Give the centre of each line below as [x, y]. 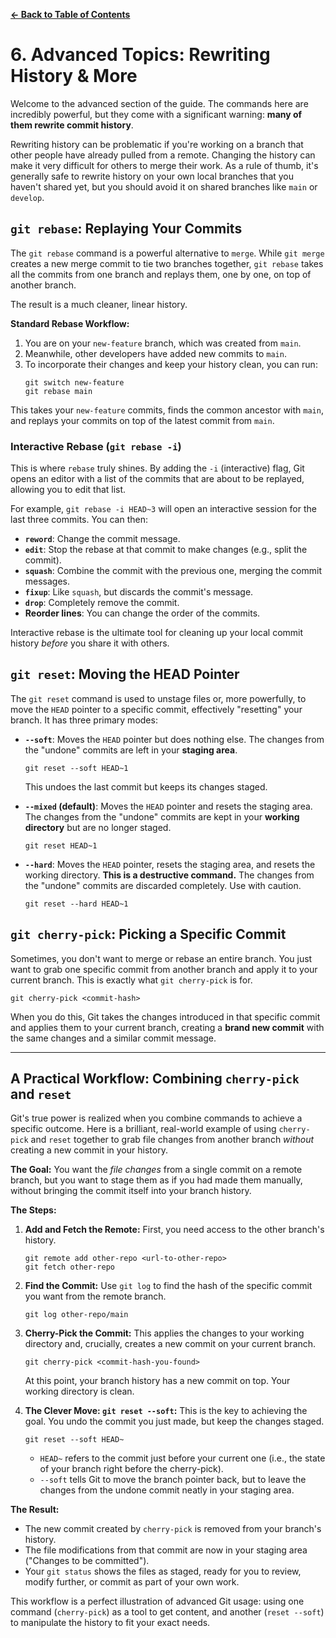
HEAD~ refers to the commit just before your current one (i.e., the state [182, 1458]
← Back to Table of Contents [70, 14]
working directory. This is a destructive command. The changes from [169, 875]
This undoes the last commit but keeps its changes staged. [146, 786]
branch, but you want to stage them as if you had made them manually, [156, 1180]
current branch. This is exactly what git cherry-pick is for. [131, 980]
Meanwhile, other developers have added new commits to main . [155, 353]
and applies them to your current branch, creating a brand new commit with [167, 1027]
